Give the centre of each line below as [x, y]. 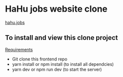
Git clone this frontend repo [40, 59]
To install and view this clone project [61, 38]
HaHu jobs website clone [56, 9]
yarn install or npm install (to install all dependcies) [63, 64]
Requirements [19, 49]
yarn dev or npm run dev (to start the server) [57, 69]
